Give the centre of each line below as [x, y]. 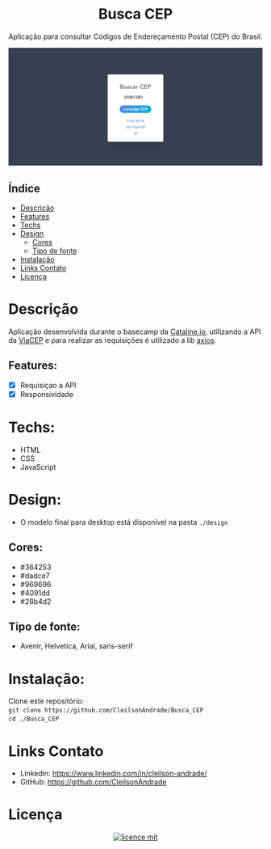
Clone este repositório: [46, 701]
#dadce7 [35, 576]
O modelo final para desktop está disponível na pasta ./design [124, 522]
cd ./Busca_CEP [34, 719]
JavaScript [38, 467]
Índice [24, 188]
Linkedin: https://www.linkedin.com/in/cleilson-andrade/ [113, 774]
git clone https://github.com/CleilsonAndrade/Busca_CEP [106, 711]
